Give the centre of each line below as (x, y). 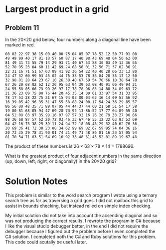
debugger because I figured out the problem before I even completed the (80, 231)
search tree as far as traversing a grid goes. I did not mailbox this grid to (79, 200)
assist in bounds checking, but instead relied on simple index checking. (79, 206)
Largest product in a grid (57, 9)
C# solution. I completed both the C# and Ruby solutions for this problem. (81, 237)
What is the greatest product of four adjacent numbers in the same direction (83, 156)
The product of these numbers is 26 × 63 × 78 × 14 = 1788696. (70, 146)
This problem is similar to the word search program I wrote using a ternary (81, 195)
